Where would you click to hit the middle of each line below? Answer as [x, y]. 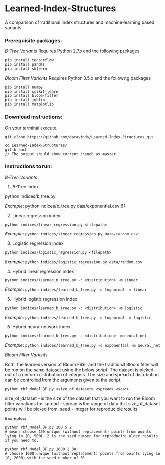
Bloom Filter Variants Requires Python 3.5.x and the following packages [78, 78]
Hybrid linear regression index [43, 271]
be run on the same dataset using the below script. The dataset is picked [79, 370]
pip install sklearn [26, 69]
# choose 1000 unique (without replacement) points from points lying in [83, 453]
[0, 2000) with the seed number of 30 [45, 458]
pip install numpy [24, 87]
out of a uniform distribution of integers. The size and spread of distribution [82, 374]
